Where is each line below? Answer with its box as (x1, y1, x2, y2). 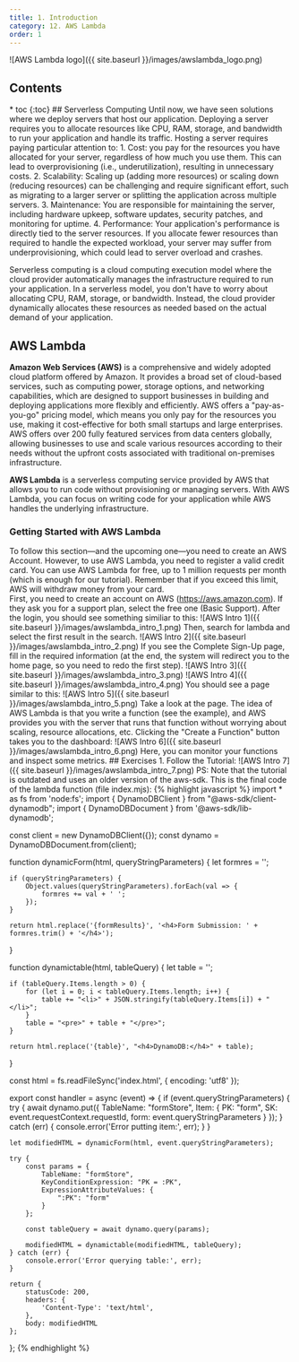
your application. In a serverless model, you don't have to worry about (9, 283, 269, 294)
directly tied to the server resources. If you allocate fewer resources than (9, 228, 278, 239)
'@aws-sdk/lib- (195, 803, 252, 814)
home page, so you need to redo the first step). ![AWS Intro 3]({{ (9, 660, 247, 671)
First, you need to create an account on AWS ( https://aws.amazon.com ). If (9, 594, 284, 604)
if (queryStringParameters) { (9, 874, 123, 883)
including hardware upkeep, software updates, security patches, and (9, 209, 264, 220)
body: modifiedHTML (25, 1319, 98, 1328)
